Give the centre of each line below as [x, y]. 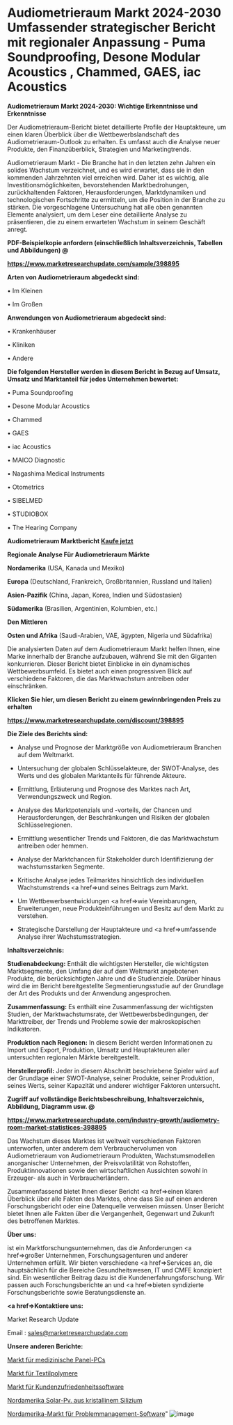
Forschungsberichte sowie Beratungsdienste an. [77, 1292]
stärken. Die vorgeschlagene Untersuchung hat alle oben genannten [105, 207]
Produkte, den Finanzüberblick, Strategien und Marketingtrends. [99, 149]
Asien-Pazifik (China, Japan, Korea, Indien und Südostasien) [95, 595]
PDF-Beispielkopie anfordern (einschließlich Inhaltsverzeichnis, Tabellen [115, 242]
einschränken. [27, 686]
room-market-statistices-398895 [57, 1127]
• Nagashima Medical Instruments [56, 473]
